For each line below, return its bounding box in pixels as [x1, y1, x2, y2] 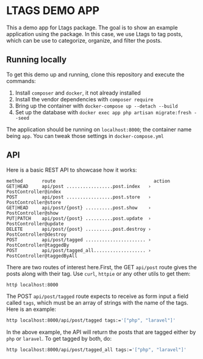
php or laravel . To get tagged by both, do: [6, 335, 112, 343]
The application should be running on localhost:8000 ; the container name [6, 126, 192, 133]
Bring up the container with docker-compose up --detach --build [15, 102, 178, 109]
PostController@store [6, 199, 62, 205]
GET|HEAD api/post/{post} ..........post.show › [6, 205, 151, 211]
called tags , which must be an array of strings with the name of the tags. [6, 299, 189, 306]
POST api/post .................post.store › [6, 194, 151, 200]
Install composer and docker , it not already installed [15, 89, 141, 96]
